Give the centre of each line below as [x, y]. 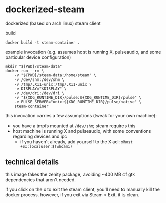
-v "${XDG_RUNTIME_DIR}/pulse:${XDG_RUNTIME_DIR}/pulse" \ [78, 97]
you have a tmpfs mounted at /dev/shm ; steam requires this [74, 126]
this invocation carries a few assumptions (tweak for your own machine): [81, 115]
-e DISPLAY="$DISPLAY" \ [40, 89]
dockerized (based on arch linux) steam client [53, 23]
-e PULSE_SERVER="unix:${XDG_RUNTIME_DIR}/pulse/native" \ [78, 102]
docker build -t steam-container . [43, 42]
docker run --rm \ [25, 71]
